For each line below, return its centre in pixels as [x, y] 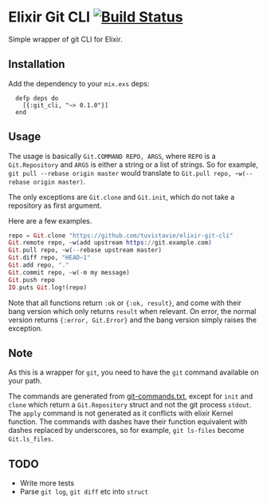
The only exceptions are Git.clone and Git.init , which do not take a [122, 196]
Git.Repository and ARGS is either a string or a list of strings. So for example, [133, 165]
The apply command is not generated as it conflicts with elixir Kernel [121, 413]
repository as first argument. [55, 205]
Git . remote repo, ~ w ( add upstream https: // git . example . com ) [110, 243]
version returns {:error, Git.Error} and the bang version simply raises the [133, 319]
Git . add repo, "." [39, 265]
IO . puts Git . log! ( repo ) [48, 288]
